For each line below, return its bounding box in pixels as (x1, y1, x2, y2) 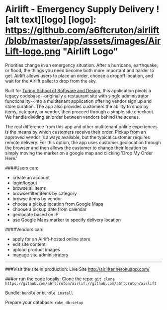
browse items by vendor (12, 195, 62, 202)
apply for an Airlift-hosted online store (12, 236, 90, 242)
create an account (12, 174, 50, 180)
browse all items (12, 185, 46, 191)
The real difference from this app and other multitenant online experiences (5, 123, 158, 130)
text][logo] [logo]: (21, 14, 96, 25)
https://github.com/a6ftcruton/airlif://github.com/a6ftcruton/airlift (5, 281, 157, 286)
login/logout (12, 180, 37, 186)
